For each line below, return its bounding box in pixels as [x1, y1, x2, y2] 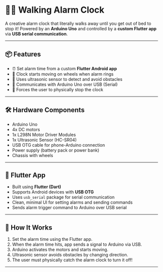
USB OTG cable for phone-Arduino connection [12, 142, 105, 148]
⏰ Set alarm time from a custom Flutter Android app [12, 65, 117, 71]
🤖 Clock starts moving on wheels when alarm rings [12, 71, 114, 77]
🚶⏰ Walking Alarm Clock [5, 4, 104, 16]
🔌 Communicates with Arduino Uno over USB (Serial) [12, 81, 118, 87]
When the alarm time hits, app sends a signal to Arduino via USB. [12, 241, 142, 248]
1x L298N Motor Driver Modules [12, 132, 76, 137]
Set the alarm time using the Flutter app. [12, 236, 93, 242]
